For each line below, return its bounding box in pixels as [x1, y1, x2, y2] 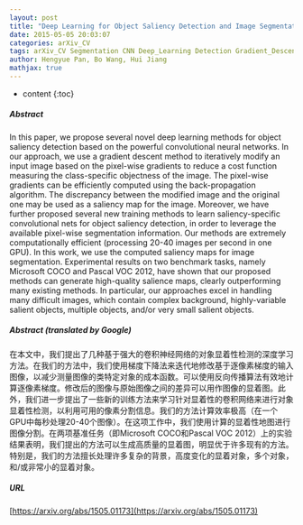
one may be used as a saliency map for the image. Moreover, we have [9, 198, 270, 209]
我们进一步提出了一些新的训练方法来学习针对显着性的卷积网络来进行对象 [24, 393, 294, 404]
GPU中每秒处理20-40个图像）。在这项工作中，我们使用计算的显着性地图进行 [9, 416, 291, 427]
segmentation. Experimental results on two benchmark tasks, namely [9, 256, 266, 267]
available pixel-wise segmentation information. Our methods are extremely [9, 227, 287, 238]
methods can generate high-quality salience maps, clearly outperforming [9, 275, 281, 286]
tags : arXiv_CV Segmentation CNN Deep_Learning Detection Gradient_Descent [9, 47, 300, 56]
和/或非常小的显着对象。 [9, 461, 100, 472]
